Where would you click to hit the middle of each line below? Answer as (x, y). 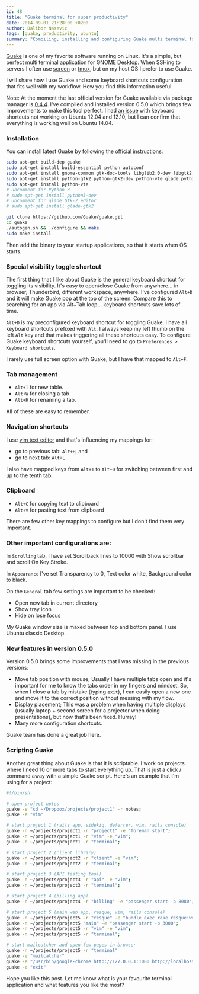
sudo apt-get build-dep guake (44, 162)
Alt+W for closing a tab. (43, 394)
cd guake (17, 223)
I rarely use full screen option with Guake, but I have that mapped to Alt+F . (97, 359)
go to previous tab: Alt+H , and (51, 451)
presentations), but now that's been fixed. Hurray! (76, 717)
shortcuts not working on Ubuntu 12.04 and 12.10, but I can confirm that (93, 117)
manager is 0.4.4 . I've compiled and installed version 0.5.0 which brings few (99, 104)
